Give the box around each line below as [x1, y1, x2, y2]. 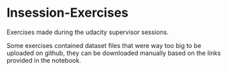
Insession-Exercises [6, 5, 129, 21]
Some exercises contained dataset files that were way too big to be [6, 41, 202, 49]
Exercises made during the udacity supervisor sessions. [6, 28, 170, 36]
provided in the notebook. [6, 56, 82, 64]
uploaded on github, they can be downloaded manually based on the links [6, 49, 221, 57]
